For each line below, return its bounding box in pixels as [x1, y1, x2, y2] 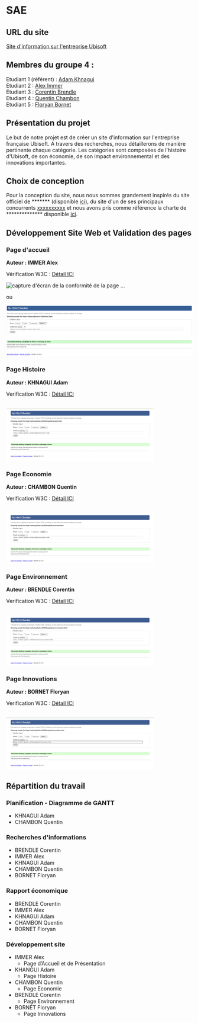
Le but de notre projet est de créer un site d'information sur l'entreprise [6, 134, 180, 141]
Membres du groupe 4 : [6, 60, 95, 70]
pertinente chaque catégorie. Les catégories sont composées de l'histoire [6, 146, 186, 153]
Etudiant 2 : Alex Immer [6, 82, 63, 89]
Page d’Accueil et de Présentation [23, 960, 106, 967]
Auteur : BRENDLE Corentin [6, 586, 75, 593]
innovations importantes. [6, 159, 67, 166]
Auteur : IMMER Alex [6, 259, 58, 267]
